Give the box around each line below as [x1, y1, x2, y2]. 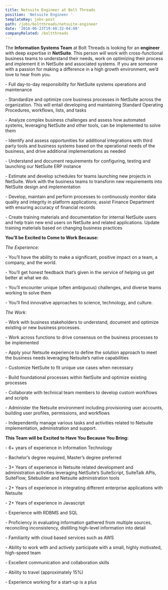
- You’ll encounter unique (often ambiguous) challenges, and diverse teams [5, 285, 161, 290]
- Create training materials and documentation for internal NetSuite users [5, 214, 157, 220]
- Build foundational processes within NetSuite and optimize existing [5, 374, 147, 380]
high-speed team [5, 550, 41, 556]
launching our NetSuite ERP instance [5, 164, 81, 169]
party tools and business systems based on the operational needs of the [5, 143, 155, 149]
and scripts [5, 395, 29, 401]
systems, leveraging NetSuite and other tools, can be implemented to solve [5, 122, 161, 128]
